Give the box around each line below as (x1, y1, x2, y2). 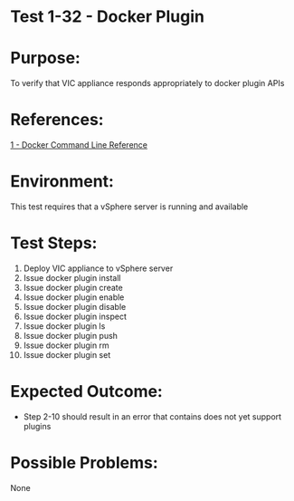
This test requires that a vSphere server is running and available (10, 201, 249, 212)
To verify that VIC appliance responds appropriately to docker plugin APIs (10, 78, 285, 89)
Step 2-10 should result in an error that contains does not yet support (23, 410, 282, 422)
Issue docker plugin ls (23, 320, 106, 332)
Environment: (10, 171, 114, 192)
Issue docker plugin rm (23, 340, 109, 351)
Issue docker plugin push (23, 330, 119, 341)
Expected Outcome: (10, 381, 164, 402)
